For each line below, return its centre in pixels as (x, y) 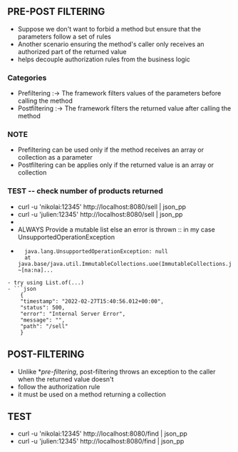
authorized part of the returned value (72, 51)
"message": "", (43, 320)
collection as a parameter (55, 158)
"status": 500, (43, 307)
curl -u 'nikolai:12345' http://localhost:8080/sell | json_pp (102, 207)
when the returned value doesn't (66, 379)
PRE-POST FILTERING (56, 12)
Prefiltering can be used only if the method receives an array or (111, 150)
